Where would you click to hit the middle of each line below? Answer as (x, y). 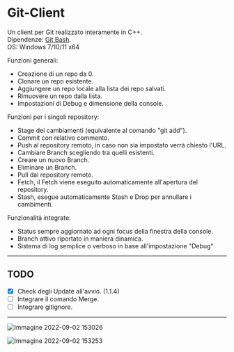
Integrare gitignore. (45, 307)
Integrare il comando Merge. (58, 299)
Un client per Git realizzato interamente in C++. (75, 32)
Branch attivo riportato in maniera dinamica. (80, 239)
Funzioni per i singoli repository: (53, 117)
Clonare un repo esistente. (55, 81)
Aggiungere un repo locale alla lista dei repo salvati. (91, 88)
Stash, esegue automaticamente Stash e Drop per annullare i (104, 197)
